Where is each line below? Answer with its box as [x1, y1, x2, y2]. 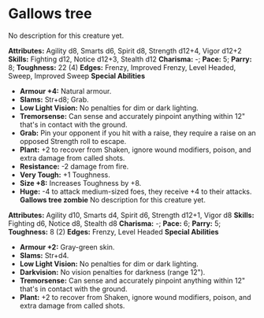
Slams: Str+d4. [19, 250, 69, 260]
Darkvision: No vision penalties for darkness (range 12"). [19, 267, 206, 276]
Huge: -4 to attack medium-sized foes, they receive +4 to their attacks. [19, 187, 252, 196]
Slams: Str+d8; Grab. [19, 94, 89, 104]
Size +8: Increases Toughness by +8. [19, 178, 142, 187]
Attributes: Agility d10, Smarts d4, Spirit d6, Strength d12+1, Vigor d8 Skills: [8, 210, 255, 220]
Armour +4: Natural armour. [19, 86, 112, 95]
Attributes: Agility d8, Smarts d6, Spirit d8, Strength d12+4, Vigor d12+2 [8, 46, 242, 55]
